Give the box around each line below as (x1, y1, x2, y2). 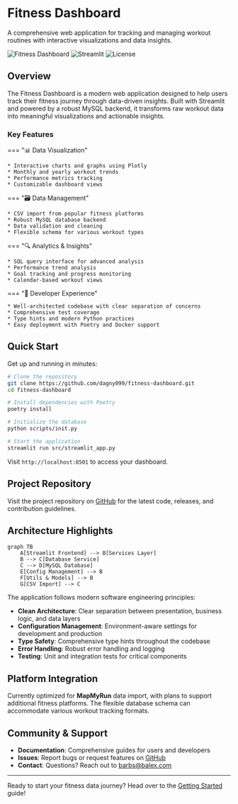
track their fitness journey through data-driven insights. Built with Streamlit (7, 96, 225, 105)
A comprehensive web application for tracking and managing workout (7, 28, 211, 37)
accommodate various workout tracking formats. (7, 707, 150, 715)
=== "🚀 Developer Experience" (7, 289, 98, 298)
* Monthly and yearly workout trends (7, 169, 119, 176)
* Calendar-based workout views (7, 277, 103, 284)
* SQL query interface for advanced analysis (7, 258, 144, 265)
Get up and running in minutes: (7, 359, 98, 368)
